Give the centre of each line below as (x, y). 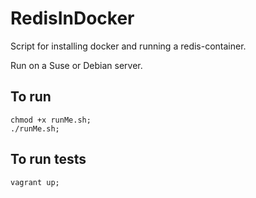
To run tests (48, 159)
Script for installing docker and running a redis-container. (128, 46)
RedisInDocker (72, 18)
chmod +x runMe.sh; (51, 120)
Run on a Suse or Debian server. (76, 65)
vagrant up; (35, 182)
